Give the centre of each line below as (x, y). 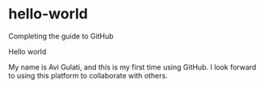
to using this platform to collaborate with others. (88, 75)
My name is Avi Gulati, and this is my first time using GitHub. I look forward (132, 67)
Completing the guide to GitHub (61, 36)
